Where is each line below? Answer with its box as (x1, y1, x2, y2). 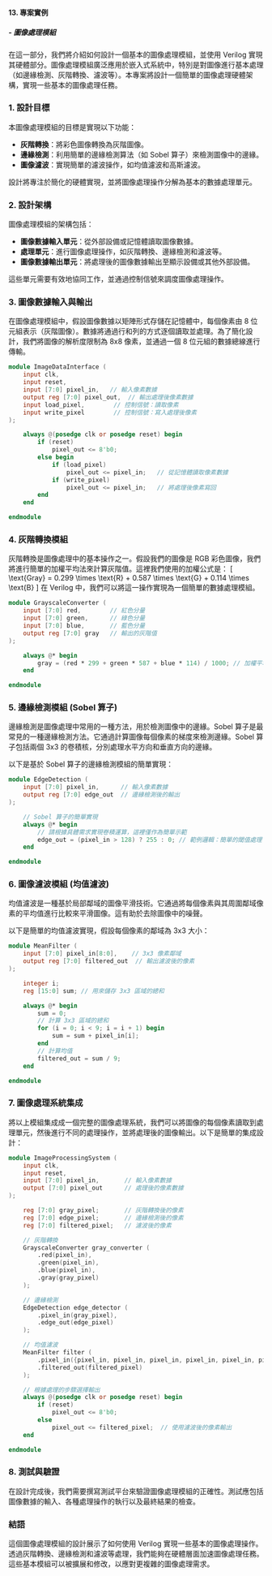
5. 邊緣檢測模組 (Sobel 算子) (8, 702, 117, 714)
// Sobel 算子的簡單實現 (23, 813, 99, 821)
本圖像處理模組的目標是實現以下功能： (8, 122, 136, 132)
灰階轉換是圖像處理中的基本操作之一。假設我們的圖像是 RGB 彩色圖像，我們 (8, 554, 261, 563)
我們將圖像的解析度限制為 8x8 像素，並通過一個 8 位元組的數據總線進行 (22, 337, 261, 347)
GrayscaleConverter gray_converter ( (23, 1243, 151, 1252)
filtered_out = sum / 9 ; (37, 1054, 121, 1063)
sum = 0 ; (37, 1009, 67, 1017)
